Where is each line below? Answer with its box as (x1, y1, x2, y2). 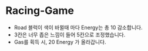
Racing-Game (5, 4, 75, 17)
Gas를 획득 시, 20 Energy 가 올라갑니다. (14, 38, 106, 45)
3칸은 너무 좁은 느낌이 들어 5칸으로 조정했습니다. (14, 31, 126, 38)
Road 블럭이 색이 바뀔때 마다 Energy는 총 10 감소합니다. (14, 24, 143, 31)
